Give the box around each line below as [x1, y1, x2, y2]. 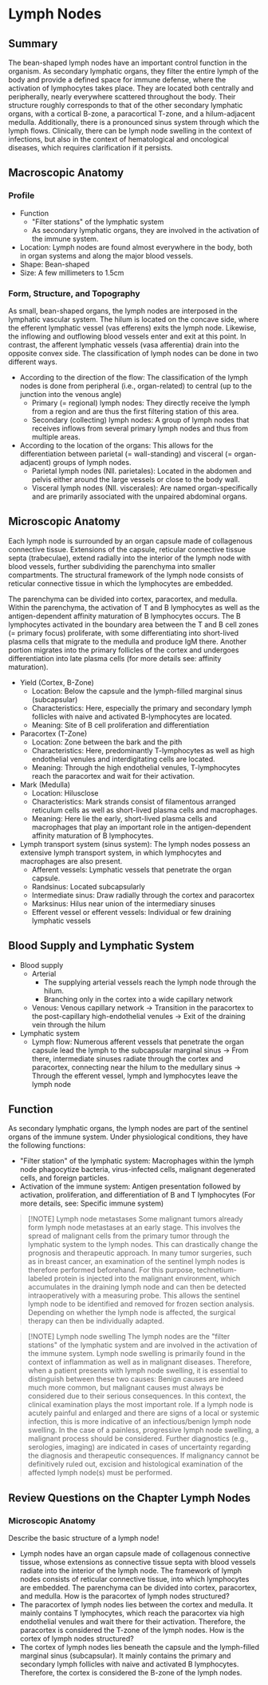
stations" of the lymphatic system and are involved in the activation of [27, 1340, 258, 1350]
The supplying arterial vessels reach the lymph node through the [43, 977, 257, 987]
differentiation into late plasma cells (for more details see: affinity [8, 653, 222, 663]
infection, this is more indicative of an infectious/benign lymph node [27, 1417, 251, 1426]
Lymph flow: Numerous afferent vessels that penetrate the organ [31, 1037, 245, 1046]
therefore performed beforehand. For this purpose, [27, 1266, 195, 1275]
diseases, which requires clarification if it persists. [8, 143, 173, 152]
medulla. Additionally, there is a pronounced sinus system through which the [8, 118, 260, 126]
